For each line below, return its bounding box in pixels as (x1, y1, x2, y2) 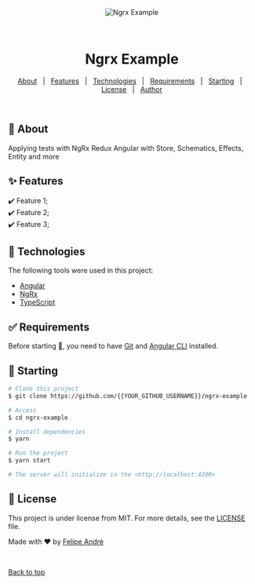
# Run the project (8, 449, 68, 458)
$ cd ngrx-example (8, 414, 68, 422)
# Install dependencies (8, 428, 86, 436)
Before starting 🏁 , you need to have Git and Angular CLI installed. (8, 341, 218, 351)
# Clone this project (8, 385, 79, 392)
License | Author (100, 84, 163, 93)
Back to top (8, 567, 46, 576)
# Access (8, 406, 37, 414)
